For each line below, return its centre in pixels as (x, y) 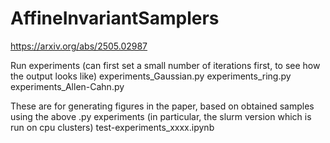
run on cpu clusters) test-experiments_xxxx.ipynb (112, 127)
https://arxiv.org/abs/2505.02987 (79, 46)
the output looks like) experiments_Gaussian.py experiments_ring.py (151, 76)
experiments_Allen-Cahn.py (67, 86)
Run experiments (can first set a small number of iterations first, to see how (165, 65)
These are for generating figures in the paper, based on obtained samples (162, 106)
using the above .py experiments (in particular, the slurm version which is (161, 116)
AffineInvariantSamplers (115, 18)
